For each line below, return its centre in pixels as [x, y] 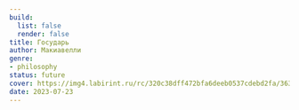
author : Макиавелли [45, 51]
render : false [43, 34]
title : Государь [39, 42]
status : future [37, 75]
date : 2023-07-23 [41, 91]
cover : [21, 83]
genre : [21, 59]
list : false [40, 26]
